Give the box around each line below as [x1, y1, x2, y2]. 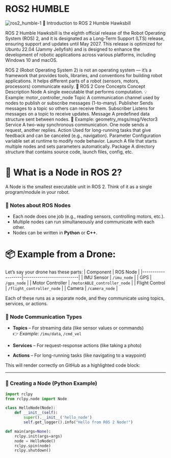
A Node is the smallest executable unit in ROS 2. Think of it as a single [5, 184, 152, 190]
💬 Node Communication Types [5, 313, 82, 320]
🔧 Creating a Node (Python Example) [5, 380, 98, 387]
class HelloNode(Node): [5, 405, 56, 410]
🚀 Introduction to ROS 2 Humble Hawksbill [42, 20, 131, 26]
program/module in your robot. [5, 189, 70, 195]
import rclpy [5, 392, 33, 397]
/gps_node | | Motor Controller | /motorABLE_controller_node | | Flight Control [5, 280, 165, 286]
